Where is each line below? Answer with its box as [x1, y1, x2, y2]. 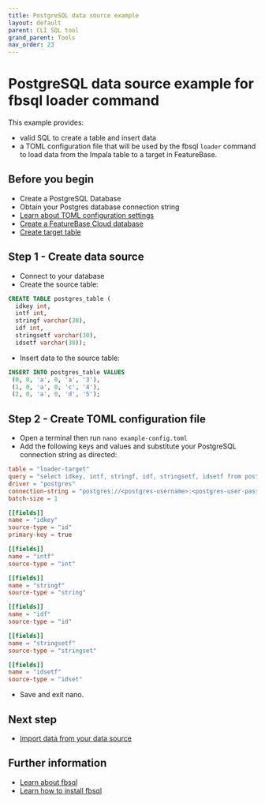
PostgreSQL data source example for [8, 75, 255, 93]
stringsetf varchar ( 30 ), [15, 332, 97, 340]
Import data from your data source [19, 734, 132, 743]
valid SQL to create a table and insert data [19, 133, 156, 143]
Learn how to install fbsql [19, 786, 103, 795]
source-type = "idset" [8, 676, 83, 684]
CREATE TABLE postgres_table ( [8, 295, 111, 302]
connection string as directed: [19, 450, 118, 460]
